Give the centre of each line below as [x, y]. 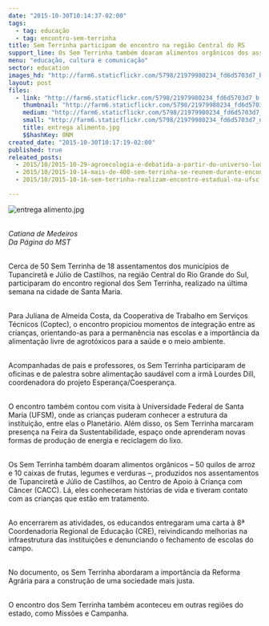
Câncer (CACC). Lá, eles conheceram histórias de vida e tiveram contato [128, 490]
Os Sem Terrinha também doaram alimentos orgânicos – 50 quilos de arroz [132, 464]
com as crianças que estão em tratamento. [79, 499]
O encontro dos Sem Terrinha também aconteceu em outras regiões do [126, 604]
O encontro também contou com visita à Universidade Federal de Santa [126, 406]
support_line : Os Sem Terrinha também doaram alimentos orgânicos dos [128, 53]
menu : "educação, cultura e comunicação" [78, 61]
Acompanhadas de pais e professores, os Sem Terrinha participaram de [127, 365]
